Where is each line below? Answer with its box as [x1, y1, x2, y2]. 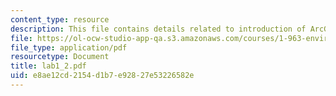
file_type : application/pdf [10, 42, 128, 53]
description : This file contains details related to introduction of [10, 24, 307, 34]
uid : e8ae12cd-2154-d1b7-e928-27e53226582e [10, 71, 195, 81]
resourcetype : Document [10, 52, 110, 62]
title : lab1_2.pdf [10, 61, 87, 71]
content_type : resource [10, 14, 110, 25]
